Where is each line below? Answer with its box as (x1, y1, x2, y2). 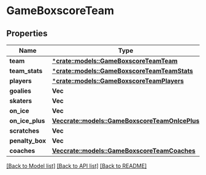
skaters (9, 96, 32, 105)
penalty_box (9, 136, 47, 145)
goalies (9, 87, 32, 95)
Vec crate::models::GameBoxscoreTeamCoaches (51, 147, 196, 155)
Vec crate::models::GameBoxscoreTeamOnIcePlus (51, 117, 200, 125)
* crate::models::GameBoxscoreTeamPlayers (51, 77, 184, 85)
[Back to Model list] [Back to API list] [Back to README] (6, 162, 147, 169)
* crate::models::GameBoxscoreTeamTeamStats (51, 67, 193, 75)
